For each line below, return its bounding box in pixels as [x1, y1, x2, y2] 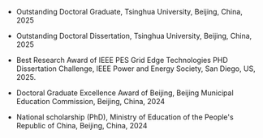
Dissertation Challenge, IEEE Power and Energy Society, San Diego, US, [15, 64, 256, 73]
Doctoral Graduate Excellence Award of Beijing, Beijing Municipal [15, 88, 234, 98]
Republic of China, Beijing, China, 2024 [15, 121, 148, 130]
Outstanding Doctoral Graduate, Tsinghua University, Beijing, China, [15, 7, 244, 16]
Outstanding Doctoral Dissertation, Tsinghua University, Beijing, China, [15, 31, 252, 40]
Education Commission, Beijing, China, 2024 [15, 97, 166, 106]
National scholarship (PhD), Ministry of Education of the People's [15, 112, 234, 122]
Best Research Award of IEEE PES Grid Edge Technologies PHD [15, 56, 229, 65]
